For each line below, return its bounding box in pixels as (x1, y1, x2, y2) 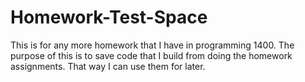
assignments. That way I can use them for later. (10, 60, 206, 72)
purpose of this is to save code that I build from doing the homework (10, 49, 293, 61)
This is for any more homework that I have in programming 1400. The (10, 39, 295, 51)
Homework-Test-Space (10, 6, 208, 29)
